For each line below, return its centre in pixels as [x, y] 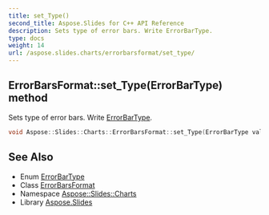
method [28, 98]
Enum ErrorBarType [52, 176]
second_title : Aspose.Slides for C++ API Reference [96, 23]
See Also [31, 157]
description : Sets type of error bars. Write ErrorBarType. [111, 30]
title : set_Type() [39, 16]
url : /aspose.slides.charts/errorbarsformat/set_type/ [102, 53]
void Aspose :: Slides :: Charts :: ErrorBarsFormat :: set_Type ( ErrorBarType [128, 132]
